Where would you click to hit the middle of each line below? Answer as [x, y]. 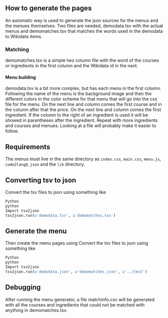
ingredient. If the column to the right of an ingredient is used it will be [77, 115]
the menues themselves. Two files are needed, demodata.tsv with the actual [84, 26]
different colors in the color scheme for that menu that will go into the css [81, 99]
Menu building [21, 77]
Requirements [28, 147]
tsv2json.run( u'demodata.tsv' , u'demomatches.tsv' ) [60, 216]
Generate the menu [36, 231]
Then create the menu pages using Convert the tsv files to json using [77, 243]
